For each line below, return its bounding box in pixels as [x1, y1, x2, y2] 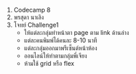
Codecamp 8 [13, 6, 51, 14]
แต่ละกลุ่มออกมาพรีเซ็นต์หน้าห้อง [23, 44, 98, 52]
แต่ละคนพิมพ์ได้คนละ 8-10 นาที [23, 36, 98, 44]
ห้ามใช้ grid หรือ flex [23, 60, 74, 67]
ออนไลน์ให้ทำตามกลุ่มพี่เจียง [23, 51, 87, 60]
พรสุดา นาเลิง [13, 13, 45, 21]
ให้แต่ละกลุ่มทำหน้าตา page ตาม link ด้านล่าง [23, 29, 129, 36]
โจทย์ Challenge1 [13, 21, 59, 29]
